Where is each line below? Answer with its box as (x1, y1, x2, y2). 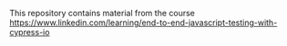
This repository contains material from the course (9, 8, 196, 18)
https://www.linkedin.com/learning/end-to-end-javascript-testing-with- (9, 17, 278, 28)
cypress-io (9, 27, 50, 37)
